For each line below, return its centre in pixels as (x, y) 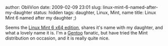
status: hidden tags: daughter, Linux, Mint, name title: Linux (95, 12)
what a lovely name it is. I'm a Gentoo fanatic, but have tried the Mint (76, 33)
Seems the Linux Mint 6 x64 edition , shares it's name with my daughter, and (84, 27)
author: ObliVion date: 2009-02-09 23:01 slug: (53, 7)
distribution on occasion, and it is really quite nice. (58, 38)
